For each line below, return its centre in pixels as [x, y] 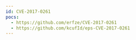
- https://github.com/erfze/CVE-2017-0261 [64, 22]
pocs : [12, 17]
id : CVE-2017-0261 [28, 11]
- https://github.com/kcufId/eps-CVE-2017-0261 [71, 28]
